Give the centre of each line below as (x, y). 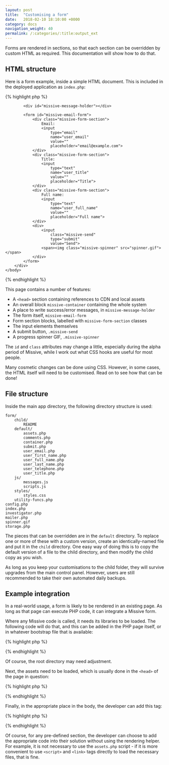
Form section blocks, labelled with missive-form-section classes (80, 320)
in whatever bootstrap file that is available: (49, 632)
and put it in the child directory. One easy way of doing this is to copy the (82, 547)
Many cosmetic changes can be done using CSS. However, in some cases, (83, 367)
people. (13, 357)
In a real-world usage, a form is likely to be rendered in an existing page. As (84, 606)
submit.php (35, 447)
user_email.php (39, 451)
